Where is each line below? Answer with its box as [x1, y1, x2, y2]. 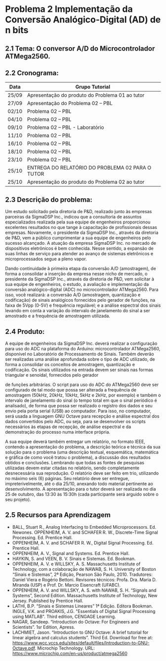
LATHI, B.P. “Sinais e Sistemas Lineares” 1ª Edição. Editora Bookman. [12, 603, 153, 609]
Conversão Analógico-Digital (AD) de [5, 14, 161, 25]
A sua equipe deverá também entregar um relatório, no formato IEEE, [5, 439, 146, 444]
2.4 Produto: [5, 327, 45, 335]
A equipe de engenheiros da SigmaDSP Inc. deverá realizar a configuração [5, 340, 158, 346]
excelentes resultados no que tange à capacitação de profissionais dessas [5, 224, 157, 230]
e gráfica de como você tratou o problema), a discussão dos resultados [5, 454, 151, 460]
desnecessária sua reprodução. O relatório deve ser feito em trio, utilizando [5, 470, 159, 476]
